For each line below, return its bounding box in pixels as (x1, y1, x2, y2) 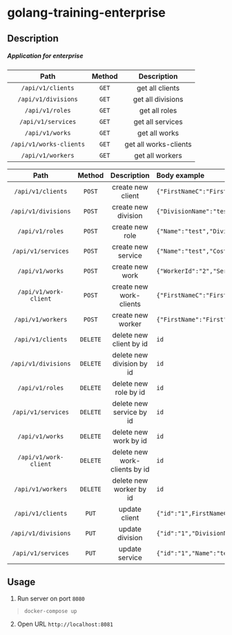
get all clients (137, 83, 180, 93)
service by (113, 407, 147, 417)
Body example (156, 170, 205, 180)
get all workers (134, 150, 182, 160)
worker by (113, 484, 147, 494)
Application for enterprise (7, 52, 84, 60)
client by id (112, 339, 148, 348)
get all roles (139, 105, 177, 115)
